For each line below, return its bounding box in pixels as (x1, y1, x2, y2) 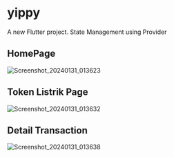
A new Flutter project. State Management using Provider (7, 28, 167, 36)
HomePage (7, 48, 56, 59)
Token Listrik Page (7, 86, 88, 98)
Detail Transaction (7, 124, 88, 136)
